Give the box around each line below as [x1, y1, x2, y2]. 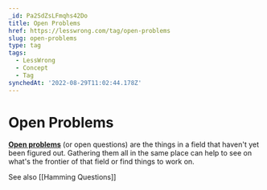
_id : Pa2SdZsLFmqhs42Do [8, 11, 88, 20]
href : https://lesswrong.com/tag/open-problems [8, 26, 171, 34]
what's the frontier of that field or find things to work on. [8, 157, 195, 167]
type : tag [8, 42, 42, 50]
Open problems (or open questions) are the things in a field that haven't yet [8, 139, 260, 149]
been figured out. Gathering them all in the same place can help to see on [8, 148, 252, 158]
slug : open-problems [8, 34, 78, 42]
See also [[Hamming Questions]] [8, 172, 117, 182]
